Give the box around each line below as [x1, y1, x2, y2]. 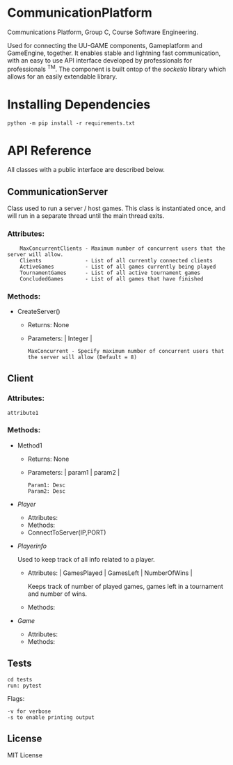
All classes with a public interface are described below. [7, 166, 166, 174]
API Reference [7, 143, 92, 158]
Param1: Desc [27, 482, 66, 489]
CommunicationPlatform [7, 5, 153, 21]
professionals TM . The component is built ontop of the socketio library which [7, 63, 226, 73]
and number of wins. [27, 590, 88, 598]
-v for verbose [7, 708, 51, 715]
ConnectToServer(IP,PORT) [27, 528, 106, 537]
